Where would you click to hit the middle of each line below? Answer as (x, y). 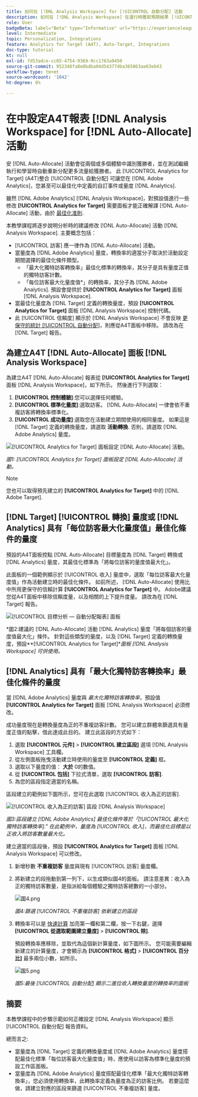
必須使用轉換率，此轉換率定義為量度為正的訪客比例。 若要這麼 (114, 1081)
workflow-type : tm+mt (33, 72)
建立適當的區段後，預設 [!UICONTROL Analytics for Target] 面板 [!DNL (93, 847)
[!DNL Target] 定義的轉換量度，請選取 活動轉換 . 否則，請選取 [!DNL (96, 427)
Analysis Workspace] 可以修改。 (46, 854)
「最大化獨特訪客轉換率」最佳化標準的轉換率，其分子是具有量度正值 (106, 267)
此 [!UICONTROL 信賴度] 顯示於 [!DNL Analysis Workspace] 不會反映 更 (101, 318)
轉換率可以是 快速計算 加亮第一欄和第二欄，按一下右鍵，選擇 (88, 924)
